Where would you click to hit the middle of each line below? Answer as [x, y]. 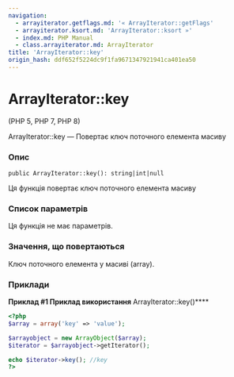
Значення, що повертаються [66, 247]
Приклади [29, 284]
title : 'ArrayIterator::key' [56, 52]
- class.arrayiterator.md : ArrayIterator [85, 45]
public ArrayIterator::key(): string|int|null [86, 174]
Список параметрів [48, 209]
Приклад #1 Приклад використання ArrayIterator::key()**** [109, 302]
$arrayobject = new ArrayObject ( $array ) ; [77, 338]
